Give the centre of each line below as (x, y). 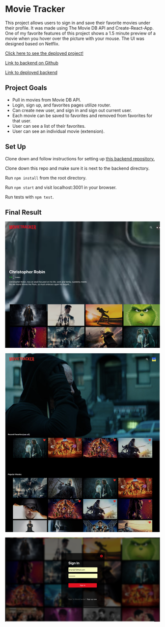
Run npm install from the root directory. (46, 178)
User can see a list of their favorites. (49, 126)
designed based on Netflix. (32, 43)
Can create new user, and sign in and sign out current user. (72, 110)
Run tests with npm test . (29, 197)
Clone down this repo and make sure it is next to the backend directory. (77, 168)
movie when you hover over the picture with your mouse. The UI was (75, 38)
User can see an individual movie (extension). (58, 131)
